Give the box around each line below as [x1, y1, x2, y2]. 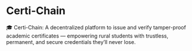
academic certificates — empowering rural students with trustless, [6, 32, 169, 39]
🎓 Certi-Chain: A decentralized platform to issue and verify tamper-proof [6, 23, 187, 30]
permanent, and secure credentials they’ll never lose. [6, 38, 136, 45]
